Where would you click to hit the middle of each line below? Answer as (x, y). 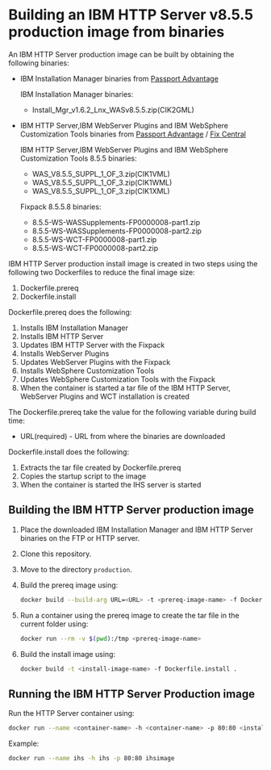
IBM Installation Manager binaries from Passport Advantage (119, 78)
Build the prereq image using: (69, 585)
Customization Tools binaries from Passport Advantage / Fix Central (133, 134)
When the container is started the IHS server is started (110, 484)
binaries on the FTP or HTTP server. (80, 538)
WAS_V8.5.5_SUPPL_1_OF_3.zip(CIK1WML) (102, 182)
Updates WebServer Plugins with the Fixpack (95, 362)
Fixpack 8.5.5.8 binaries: (60, 207)
